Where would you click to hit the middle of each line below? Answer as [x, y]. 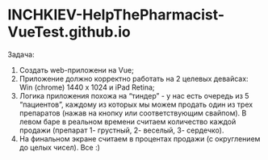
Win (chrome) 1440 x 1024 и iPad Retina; [87, 87]
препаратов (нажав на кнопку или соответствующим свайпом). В [133, 113]
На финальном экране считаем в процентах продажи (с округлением [140, 138]
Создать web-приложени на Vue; [76, 69]
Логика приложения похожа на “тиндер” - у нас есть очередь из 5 [134, 95]
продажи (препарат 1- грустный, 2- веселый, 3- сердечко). [121, 130]
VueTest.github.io [69, 32]
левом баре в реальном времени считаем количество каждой [128, 121]
